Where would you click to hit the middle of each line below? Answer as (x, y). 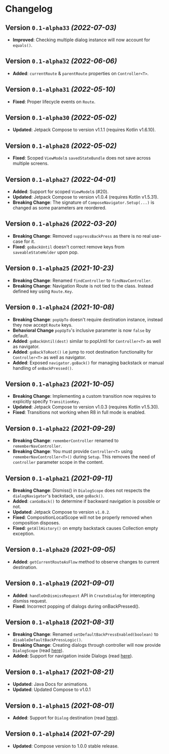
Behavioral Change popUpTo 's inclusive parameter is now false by (82, 330)
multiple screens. (31, 164)
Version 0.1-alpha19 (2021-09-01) (60, 583)
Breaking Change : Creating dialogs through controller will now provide (87, 645)
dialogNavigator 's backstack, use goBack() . (58, 495)
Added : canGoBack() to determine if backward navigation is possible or (87, 501)
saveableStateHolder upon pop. (45, 252)
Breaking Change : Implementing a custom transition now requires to (84, 396)
